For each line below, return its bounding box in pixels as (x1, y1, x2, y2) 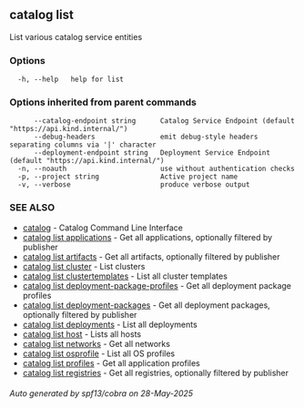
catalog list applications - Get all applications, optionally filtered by (22, 231, 273, 242)
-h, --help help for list (17, 75, 125, 85)
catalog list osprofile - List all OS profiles (22, 348, 176, 359)
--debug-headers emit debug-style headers (33, 132, 258, 142)
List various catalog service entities (9, 31, 143, 42)
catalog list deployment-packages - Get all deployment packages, (22, 300, 270, 311)
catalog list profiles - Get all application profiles (22, 357, 200, 368)
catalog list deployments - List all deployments (22, 319, 198, 330)
